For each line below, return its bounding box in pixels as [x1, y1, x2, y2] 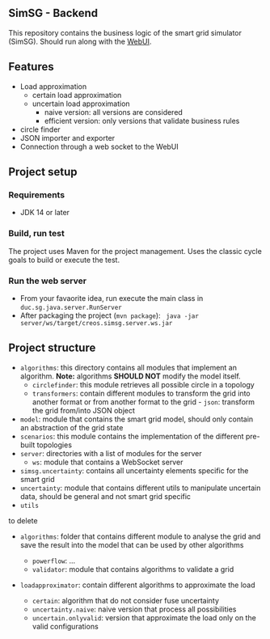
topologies [36, 440, 73, 450]
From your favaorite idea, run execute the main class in [19, 293, 204, 303]
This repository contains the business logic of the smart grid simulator [8, 28, 243, 37]
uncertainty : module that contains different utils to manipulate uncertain [19, 483, 261, 493]
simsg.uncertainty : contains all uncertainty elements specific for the [19, 465, 249, 476]
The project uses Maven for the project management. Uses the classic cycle [8, 246, 263, 256]
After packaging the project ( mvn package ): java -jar [19, 311, 200, 320]
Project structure [8, 341, 96, 355]
